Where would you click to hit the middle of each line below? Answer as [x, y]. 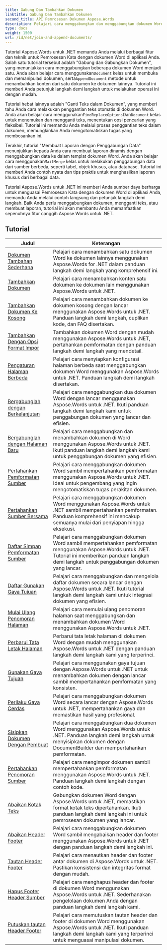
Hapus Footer [24, 891]
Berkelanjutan [24, 414]
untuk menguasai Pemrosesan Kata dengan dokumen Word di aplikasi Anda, [83, 192]
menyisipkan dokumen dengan [89, 741]
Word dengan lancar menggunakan [94, 398]
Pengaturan [21, 365]
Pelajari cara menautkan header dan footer [103, 855]
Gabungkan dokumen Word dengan [94, 795]
